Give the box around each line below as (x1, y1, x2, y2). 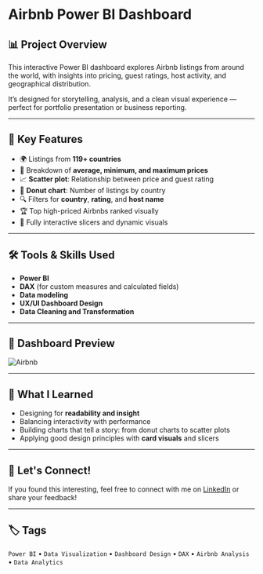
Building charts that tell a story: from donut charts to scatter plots (19, 426, 231, 435)
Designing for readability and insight (19, 408, 140, 418)
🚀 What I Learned (8, 387, 94, 401)
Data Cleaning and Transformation (19, 306, 135, 316)
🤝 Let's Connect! (8, 463, 92, 477)
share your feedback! (8, 493, 77, 503)
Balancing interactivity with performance (19, 417, 151, 426)
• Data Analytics (8, 557, 64, 566)
